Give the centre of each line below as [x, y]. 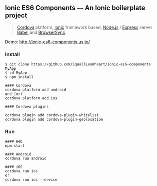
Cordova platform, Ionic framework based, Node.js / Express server [85, 27]
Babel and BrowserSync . [42, 32]
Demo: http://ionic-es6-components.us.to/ [48, 42]
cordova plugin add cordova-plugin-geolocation [54, 120]
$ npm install [19, 77]
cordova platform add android [36, 90]
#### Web [14, 142]
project [16, 16]
